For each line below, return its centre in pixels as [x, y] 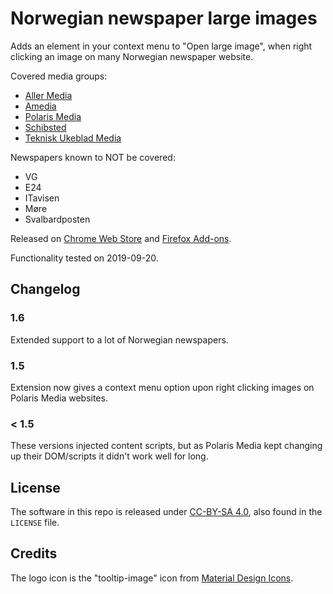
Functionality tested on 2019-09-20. [84, 258]
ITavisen [42, 198]
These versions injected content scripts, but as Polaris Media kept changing [166, 446]
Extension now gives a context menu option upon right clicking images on [162, 387]
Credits [34, 553]
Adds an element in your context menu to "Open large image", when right [161, 46]
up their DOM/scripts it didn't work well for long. [109, 456]
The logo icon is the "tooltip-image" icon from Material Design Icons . [152, 578]
